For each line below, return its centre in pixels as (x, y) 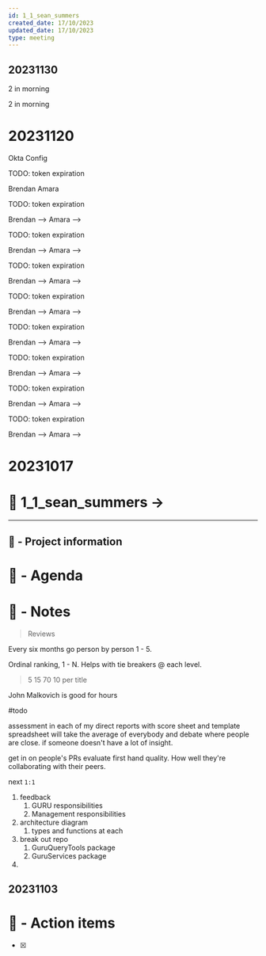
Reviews (41, 634)
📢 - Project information (65, 541)
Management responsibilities (79, 813)
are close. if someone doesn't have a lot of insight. (91, 742)
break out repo (44, 839)
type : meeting (32, 38)
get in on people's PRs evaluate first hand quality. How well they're (117, 758)
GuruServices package (69, 855)
